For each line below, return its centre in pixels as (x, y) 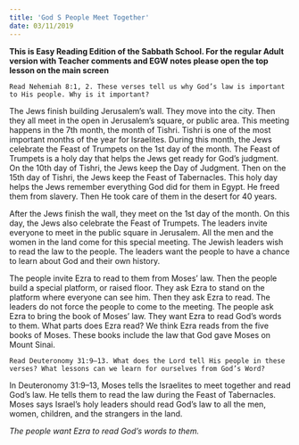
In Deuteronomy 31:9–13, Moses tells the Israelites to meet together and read (150, 385)
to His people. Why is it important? (79, 95)
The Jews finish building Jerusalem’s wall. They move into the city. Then (142, 111)
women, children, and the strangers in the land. (96, 413)
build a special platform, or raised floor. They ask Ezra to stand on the (137, 287)
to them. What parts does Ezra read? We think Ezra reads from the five (139, 326)
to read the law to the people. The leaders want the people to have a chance (149, 251)
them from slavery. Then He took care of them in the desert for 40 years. (143, 196)
